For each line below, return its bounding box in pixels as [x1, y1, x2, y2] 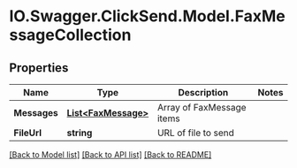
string [66, 126, 93, 139]
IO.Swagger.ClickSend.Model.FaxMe [9, 6, 286, 27]
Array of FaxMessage [157, 102, 247, 113]
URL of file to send [157, 126, 234, 139]
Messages [13, 107, 59, 118]
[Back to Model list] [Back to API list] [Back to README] [9, 149, 212, 160]
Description [178, 87, 229, 98]
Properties [9, 60, 69, 75]
